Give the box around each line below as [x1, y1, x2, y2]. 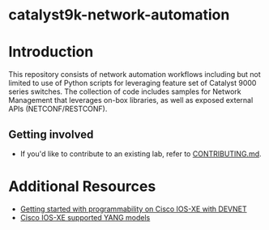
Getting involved [8, 127, 94, 141]
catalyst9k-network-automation [8, 6, 230, 24]
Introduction [8, 43, 94, 62]
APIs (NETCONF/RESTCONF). [8, 104, 108, 114]
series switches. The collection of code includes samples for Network [8, 87, 241, 96]
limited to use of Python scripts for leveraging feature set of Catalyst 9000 [8, 79, 257, 88]
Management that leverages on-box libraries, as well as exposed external [8, 96, 254, 105]
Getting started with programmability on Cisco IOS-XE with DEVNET [19, 204, 247, 214]
